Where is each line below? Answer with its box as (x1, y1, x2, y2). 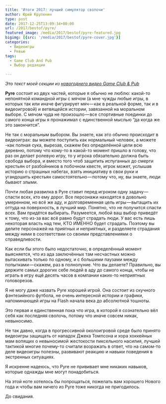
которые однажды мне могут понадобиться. (5, 369, 100, 375)
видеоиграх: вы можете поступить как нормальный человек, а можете (5, 137, 156, 143)
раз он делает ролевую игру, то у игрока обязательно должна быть (5, 153, 149, 159)
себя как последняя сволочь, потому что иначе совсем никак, (5, 313, 138, 319)
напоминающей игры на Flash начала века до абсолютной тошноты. (5, 298, 151, 304)
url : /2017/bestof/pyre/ (5, 26, 56, 31)
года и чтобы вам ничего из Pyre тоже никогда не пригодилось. (5, 384, 140, 390)
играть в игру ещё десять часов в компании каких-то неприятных (5, 272, 145, 278)
